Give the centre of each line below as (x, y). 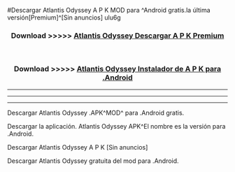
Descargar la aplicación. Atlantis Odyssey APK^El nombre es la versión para (116, 126)
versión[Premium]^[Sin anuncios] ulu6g (64, 17)
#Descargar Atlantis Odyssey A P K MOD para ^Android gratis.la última (109, 10)
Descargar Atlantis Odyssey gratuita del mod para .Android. (93, 161)
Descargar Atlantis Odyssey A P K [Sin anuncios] (78, 147)
